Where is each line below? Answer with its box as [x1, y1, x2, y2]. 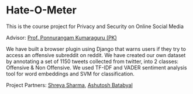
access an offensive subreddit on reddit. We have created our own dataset [6, 51, 186, 58]
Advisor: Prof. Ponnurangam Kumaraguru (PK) [6, 34, 117, 41]
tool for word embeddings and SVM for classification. [6, 70, 135, 77]
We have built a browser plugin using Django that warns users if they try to [6, 45, 186, 53]
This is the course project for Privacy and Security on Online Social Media [6, 23, 184, 30]
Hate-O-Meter [6, 4, 77, 17]
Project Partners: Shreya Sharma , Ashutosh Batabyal [6, 81, 133, 88]
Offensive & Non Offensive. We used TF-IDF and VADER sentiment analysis [6, 64, 187, 71]
